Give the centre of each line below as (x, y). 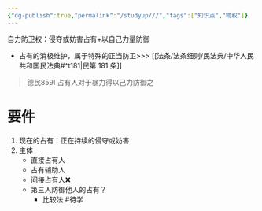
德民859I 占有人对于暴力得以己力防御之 (90, 82)
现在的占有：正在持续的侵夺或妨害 (74, 140)
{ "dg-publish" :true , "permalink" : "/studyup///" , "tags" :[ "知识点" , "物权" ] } (128, 15)
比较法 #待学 (63, 199)
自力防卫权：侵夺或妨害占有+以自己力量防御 (79, 39)
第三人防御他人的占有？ (68, 189)
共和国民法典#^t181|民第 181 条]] (70, 65)
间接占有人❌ (51, 180)
